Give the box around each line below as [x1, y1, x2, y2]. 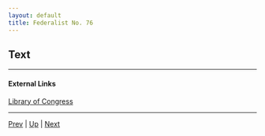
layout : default [8, 11, 62, 20]
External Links [8, 79, 57, 88]
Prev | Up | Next [8, 119, 61, 128]
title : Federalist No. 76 [8, 19, 93, 27]
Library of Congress [8, 96, 73, 106]
